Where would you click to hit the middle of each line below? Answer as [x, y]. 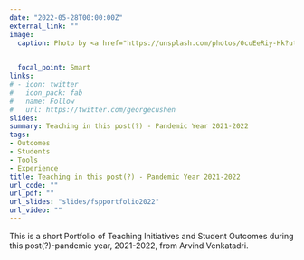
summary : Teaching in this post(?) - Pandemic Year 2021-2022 [129, 126]
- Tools [24, 160]
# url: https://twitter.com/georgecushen [93, 109]
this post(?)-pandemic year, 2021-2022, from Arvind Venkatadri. [129, 246]
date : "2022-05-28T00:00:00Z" [66, 18]
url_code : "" [34, 185]
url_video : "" [36, 210]
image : [22, 34]
